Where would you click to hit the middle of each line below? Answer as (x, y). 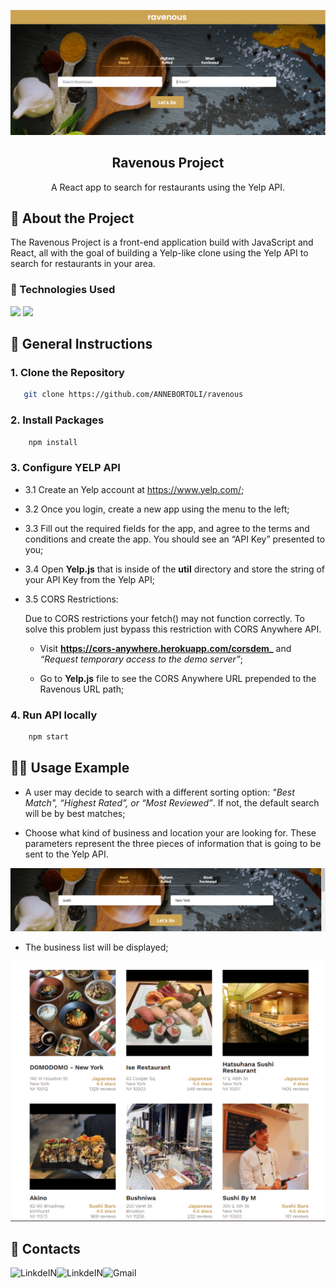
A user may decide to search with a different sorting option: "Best (159, 792)
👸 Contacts (45, 1248)
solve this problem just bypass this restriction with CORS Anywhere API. (173, 629)
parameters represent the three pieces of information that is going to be (173, 843)
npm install (53, 442)
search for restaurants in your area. (83, 264)
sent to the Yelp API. (66, 854)
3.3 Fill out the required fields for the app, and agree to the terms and (167, 528)
